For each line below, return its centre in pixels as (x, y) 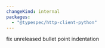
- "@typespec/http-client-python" (54, 22)
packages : (18, 17)
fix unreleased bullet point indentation (53, 39)
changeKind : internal (33, 11)
